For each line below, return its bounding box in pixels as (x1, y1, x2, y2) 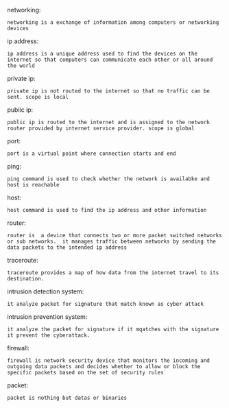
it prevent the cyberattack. (7, 332, 91, 339)
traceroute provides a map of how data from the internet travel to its (7, 269, 219, 276)
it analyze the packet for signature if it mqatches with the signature (7, 326, 219, 333)
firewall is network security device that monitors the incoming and (7, 357, 210, 364)
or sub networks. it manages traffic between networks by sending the (7, 238, 216, 245)
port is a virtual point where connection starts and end (7, 150, 176, 157)
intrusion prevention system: (7, 313, 88, 321)
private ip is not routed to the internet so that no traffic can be (7, 88, 210, 95)
